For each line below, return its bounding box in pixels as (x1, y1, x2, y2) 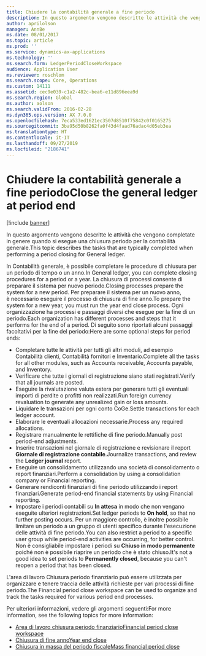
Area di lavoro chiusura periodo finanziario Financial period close (15, 623, 178, 630)
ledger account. (15, 411, 56, 418)
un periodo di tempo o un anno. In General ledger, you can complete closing (6, 268, 197, 276)
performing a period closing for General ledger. (6, 250, 126, 258)
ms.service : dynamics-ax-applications (6, 49, 105, 55)
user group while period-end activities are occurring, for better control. (15, 535, 195, 542)
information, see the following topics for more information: (6, 611, 153, 619)
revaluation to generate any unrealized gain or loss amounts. (15, 398, 169, 405)
